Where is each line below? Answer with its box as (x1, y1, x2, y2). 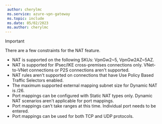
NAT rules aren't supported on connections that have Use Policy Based (12, 72, 154, 78)
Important (5, 38, 25, 44)
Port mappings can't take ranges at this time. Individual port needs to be (12, 103, 156, 109)
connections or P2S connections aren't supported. (29, 67, 130, 73)
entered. (12, 108, 29, 114)
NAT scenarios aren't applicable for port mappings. (12, 98, 115, 104)
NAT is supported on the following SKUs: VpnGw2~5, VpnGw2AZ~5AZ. (12, 57, 154, 63)
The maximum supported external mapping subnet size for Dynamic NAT (12, 83, 158, 88)
